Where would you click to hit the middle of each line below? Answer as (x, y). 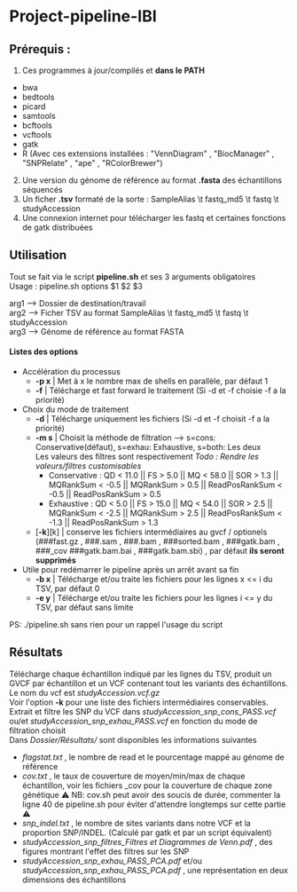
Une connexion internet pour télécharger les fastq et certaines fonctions (154, 218)
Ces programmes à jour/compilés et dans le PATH (113, 70)
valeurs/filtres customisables (88, 466)
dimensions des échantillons (74, 880)
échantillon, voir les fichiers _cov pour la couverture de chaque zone (147, 785)
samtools (39, 116)
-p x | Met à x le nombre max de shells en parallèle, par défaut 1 (152, 381)
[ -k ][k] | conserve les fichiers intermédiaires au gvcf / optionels (151, 532)
